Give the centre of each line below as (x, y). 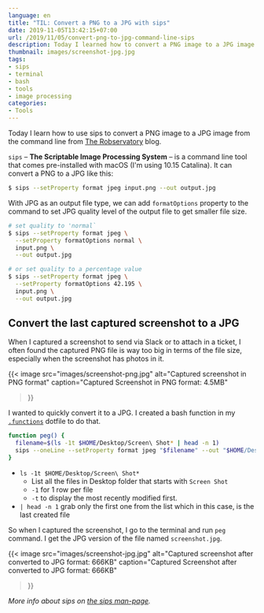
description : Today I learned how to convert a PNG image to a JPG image (132, 45)
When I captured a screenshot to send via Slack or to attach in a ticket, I (125, 342)
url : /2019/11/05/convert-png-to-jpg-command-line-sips (101, 37)
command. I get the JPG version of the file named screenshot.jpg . (115, 538)
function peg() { (37, 436)
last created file (45, 515)
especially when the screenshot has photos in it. (86, 359)
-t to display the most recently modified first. (104, 498)
